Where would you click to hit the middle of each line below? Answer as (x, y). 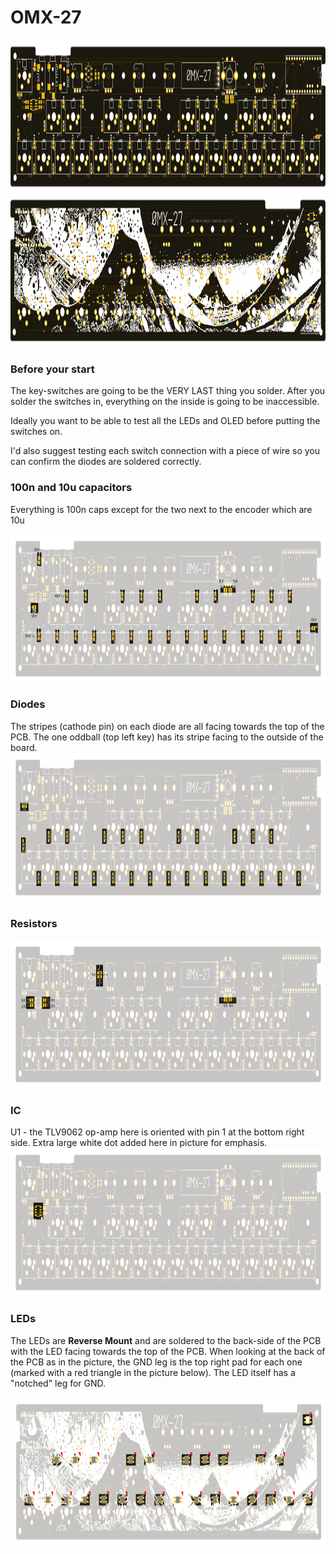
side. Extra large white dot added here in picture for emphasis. (139, 1143)
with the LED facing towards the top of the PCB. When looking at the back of (168, 1351)
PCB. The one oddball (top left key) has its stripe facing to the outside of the (167, 737)
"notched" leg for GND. (58, 1383)
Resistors (34, 923)
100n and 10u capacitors (71, 488)
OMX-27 (46, 17)
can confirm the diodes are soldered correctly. (106, 462)
